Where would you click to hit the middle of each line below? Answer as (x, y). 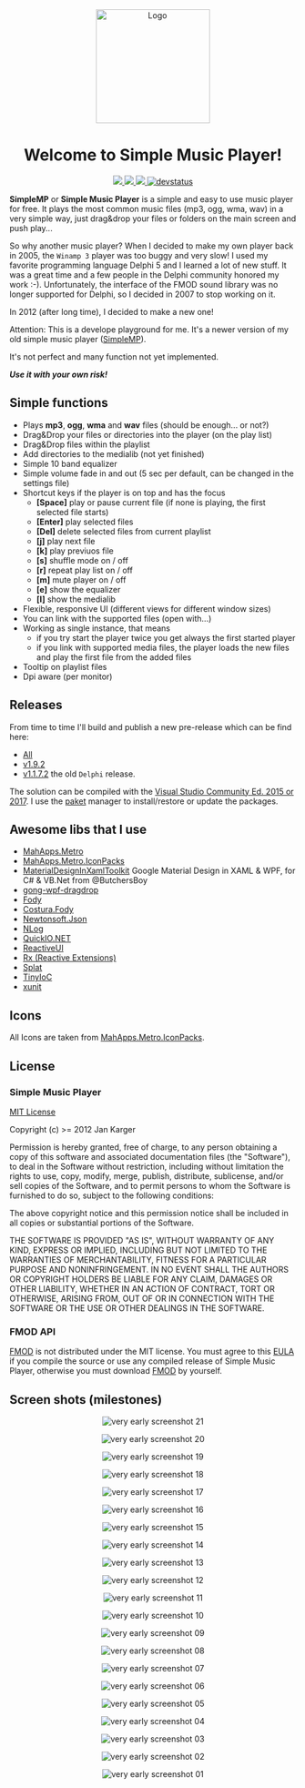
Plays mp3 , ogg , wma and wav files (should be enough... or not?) (146, 425)
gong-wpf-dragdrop (61, 890)
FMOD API (33, 1331)
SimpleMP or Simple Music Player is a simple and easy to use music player (152, 198)
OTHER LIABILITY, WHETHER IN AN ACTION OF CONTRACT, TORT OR (142, 1288)
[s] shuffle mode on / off (82, 560)
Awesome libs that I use (78, 829)
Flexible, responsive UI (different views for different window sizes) (147, 608)
